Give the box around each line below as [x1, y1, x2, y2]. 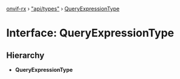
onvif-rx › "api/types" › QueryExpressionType [6, 5, 120, 12]
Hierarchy [6, 50, 45, 60]
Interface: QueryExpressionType [6, 27, 175, 40]
